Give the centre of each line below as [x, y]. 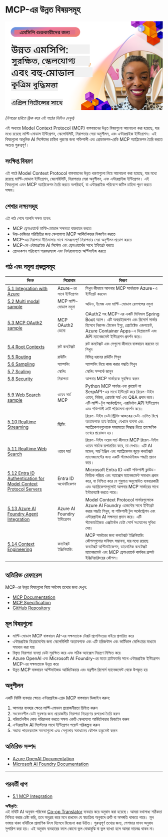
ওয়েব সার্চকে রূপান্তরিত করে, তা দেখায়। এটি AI [119, 446]
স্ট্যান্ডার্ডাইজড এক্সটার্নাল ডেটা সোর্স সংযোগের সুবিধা [120, 522]
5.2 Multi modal [23, 301]
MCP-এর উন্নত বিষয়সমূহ [43, 10]
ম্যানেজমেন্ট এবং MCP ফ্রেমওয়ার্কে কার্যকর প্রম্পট [120, 552]
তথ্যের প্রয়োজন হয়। [99, 432]
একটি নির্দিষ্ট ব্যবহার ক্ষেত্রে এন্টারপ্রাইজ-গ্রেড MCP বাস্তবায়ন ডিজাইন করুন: [58, 698]
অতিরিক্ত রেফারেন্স [23, 575]
